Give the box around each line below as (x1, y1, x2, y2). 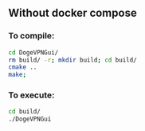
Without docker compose (8, 6, 137, 20)
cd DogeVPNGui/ (8, 48, 59, 57)
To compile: (8, 30, 55, 42)
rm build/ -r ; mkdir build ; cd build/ (8, 56, 137, 64)
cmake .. (8, 63, 37, 71)
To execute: (8, 89, 55, 101)
